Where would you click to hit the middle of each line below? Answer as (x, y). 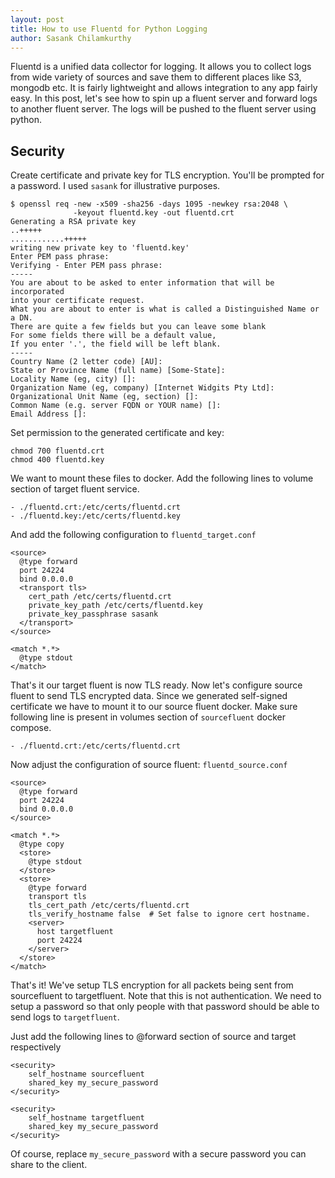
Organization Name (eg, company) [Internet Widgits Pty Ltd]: (142, 388)
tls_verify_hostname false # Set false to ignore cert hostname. (169, 914)
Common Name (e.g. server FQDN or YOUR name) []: (116, 406)
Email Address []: (48, 414)
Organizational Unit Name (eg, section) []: (104, 397)
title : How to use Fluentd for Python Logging (109, 29)
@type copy (42, 844)
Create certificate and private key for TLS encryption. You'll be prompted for (167, 175)
